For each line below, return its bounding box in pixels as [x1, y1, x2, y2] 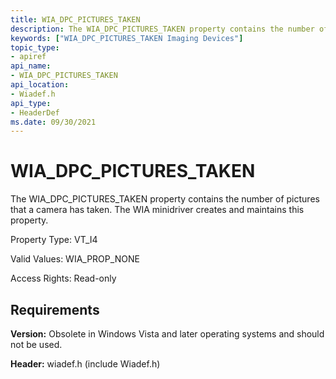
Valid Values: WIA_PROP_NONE [10, 253, 140, 265]
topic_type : [10, 42, 60, 53]
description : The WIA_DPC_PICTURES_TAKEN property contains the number [10, 24, 315, 34]
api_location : [10, 80, 70, 90]
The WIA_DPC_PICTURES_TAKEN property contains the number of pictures [10, 193, 320, 205]
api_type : [10, 98, 52, 108]
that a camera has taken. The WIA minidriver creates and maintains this [10, 204, 305, 216]
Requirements [10, 301, 100, 318]
